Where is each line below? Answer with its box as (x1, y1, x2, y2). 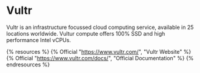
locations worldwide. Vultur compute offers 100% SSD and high (6, 30, 165, 37)
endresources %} (6, 61, 50, 68)
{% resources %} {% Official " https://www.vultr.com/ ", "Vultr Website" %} (6, 48, 192, 55)
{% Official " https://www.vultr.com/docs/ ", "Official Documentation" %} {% (6, 54, 194, 62)
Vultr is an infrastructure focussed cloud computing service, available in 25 (6, 24, 194, 31)
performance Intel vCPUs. (6, 36, 72, 43)
